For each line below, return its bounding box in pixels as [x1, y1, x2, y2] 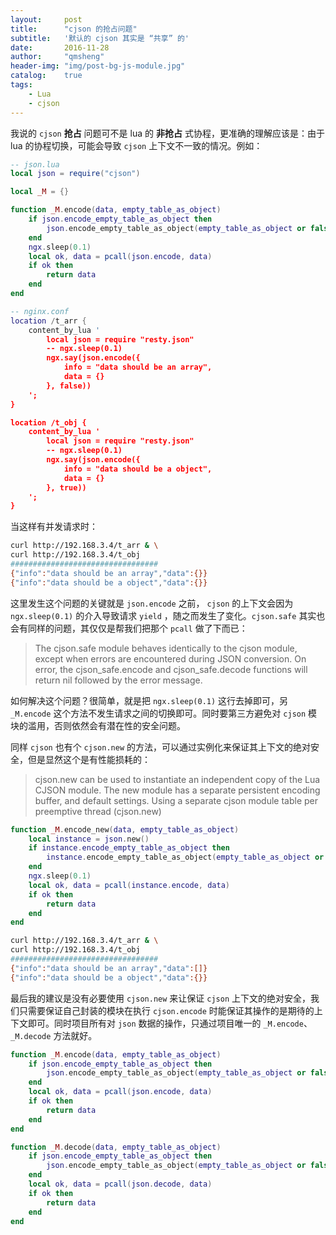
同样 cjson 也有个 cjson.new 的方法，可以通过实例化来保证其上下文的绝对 [10, 741, 311, 753]
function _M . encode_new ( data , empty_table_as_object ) [10, 824, 240, 835]
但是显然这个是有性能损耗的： [27, 753, 151, 765]
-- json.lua [10, 159, 60, 170]
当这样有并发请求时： [10, 521, 98, 533]
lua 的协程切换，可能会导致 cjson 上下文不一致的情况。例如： [10, 139, 263, 151]
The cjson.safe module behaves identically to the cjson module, [34, 642, 298, 654]
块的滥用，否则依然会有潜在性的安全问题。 [10, 719, 186, 731]
